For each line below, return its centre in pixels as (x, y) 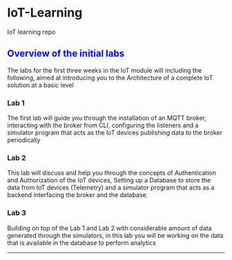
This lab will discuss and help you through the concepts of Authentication (112, 173)
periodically (24, 140)
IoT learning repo (31, 32)
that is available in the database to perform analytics (82, 243)
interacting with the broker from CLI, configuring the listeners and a (103, 125)
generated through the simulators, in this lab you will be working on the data (115, 235)
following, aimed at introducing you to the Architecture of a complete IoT (110, 77)
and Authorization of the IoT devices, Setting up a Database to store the (109, 180)
